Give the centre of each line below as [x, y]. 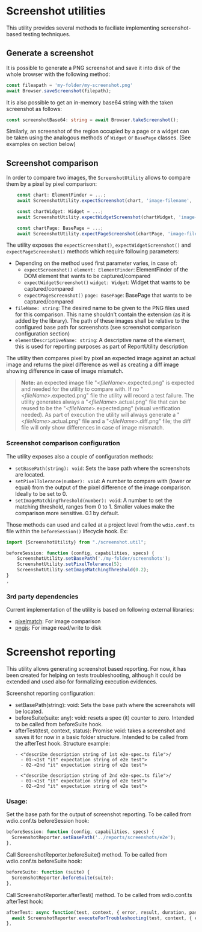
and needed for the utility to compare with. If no [80, 389]
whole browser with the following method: [58, 74]
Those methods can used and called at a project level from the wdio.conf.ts [101, 525]
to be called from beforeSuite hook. [59, 724]
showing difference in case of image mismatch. [65, 371]
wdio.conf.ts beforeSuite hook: [44, 861]
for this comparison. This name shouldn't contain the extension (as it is [103, 314]
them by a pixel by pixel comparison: [52, 184]
